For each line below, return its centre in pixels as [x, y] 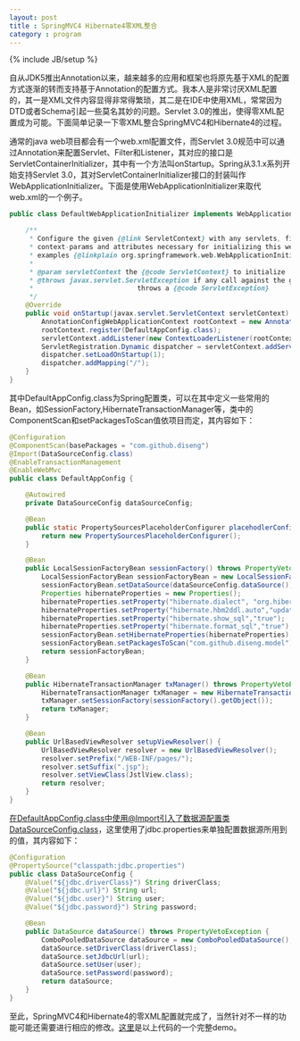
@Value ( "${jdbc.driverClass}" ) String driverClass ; [123, 882]
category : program [46, 34]
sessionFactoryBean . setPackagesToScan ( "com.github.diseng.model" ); [169, 644]
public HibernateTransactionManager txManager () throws [132, 684]
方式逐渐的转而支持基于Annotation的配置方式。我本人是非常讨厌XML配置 [143, 89]
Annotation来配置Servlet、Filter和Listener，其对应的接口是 [125, 153]
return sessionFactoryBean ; [93, 652]
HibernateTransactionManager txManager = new [128, 693]
